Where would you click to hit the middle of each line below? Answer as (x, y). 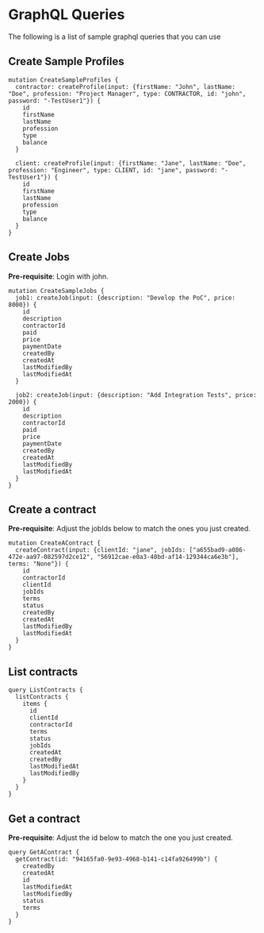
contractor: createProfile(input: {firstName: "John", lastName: (126, 87)
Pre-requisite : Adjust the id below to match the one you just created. (121, 838)
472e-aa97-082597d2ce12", (51, 557)
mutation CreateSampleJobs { (56, 291)
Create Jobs (39, 257)
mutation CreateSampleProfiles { (63, 80)
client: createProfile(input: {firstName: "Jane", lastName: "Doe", (131, 163)
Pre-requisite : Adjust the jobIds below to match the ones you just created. (130, 529)
